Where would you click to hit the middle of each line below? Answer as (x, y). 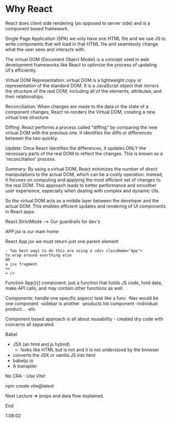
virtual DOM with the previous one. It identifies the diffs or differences (79, 133)
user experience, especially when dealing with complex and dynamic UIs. (82, 191)
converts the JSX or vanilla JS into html (54, 355)
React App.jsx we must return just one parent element (62, 241)
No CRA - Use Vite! (26, 376)
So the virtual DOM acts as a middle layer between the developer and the (82, 200)
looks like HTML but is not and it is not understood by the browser (90, 350)
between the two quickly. (32, 138)
